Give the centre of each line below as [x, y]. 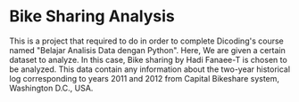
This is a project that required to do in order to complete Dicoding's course [146, 41]
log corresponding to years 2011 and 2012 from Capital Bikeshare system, [144, 78]
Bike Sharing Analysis [92, 16]
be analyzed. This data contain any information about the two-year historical [150, 69]
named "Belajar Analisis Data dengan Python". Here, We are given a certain [147, 50]
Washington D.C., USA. [51, 88]
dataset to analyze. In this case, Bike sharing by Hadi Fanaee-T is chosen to [148, 59]
